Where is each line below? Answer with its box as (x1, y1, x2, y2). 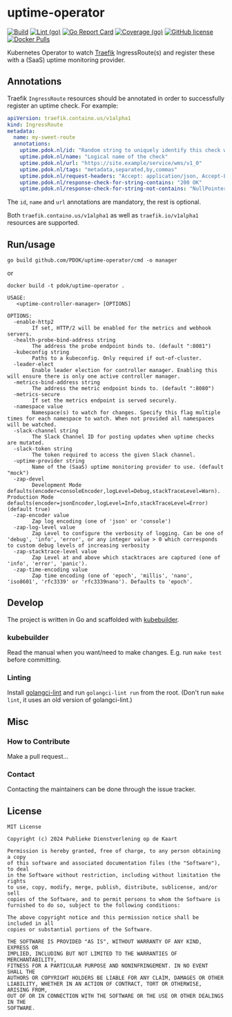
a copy (7, 854, 26, 861)
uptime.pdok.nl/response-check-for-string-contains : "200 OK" (19, 179, 202, 186)
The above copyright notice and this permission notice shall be (7, 914, 199, 921)
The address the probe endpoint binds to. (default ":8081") (32, 343, 212, 350)
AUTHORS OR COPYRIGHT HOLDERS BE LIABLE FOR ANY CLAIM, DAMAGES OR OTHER (7, 975, 224, 982)
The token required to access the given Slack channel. (32, 452, 196, 458)
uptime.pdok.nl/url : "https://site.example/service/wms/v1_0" (19, 159, 202, 166)
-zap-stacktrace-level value (13, 548, 97, 555)
